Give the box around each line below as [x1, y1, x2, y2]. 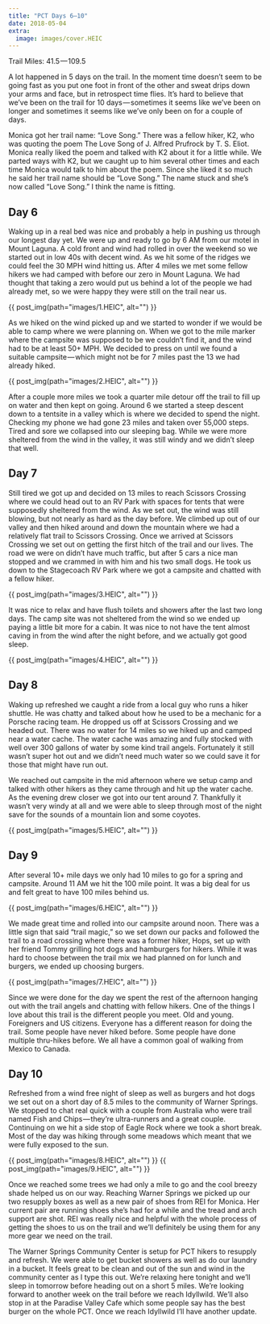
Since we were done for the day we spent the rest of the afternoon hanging [8, 993, 259, 1002]
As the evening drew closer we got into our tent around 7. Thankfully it [8, 792, 242, 802]
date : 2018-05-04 [8, 19, 67, 27]
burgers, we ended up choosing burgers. [8, 961, 145, 971]
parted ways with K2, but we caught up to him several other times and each [8, 156, 260, 166]
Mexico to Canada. [8, 1043, 71, 1053]
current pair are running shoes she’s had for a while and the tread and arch [8, 1205, 257, 1215]
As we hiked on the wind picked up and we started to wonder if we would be [8, 318, 263, 327]
